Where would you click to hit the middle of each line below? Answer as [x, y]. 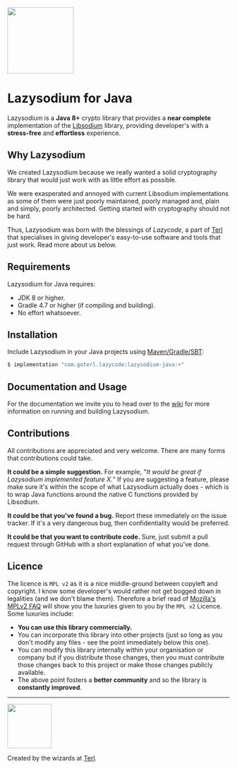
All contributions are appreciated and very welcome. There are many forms [116, 450]
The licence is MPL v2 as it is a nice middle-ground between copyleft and [113, 583]
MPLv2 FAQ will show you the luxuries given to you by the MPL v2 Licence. [115, 606]
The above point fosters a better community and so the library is [112, 680]
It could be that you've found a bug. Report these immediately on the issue [117, 515]
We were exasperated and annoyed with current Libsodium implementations [118, 193]
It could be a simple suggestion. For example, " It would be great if [104, 471]
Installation [32, 335]
